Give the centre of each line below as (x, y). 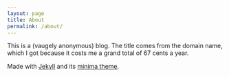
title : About (26, 20)
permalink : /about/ (35, 26)
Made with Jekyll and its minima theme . (63, 67)
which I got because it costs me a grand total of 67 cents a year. (98, 53)
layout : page (26, 13)
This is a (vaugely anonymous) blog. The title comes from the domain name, (115, 46)
